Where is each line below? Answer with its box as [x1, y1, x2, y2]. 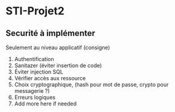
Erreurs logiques [14, 94, 55, 101]
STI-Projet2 [5, 4, 64, 18]
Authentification [14, 56, 55, 62]
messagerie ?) [14, 87, 50, 94]
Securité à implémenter [5, 28, 96, 38]
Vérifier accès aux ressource [14, 75, 86, 81]
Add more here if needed [14, 100, 77, 107]
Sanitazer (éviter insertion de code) [14, 62, 102, 69]
